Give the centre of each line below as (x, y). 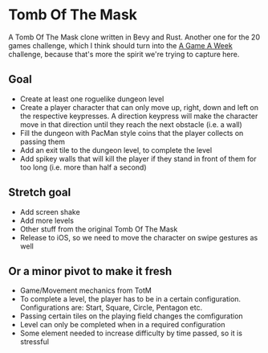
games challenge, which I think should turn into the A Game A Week (120, 45)
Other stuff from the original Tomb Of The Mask (99, 229)
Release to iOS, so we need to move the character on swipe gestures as (139, 237)
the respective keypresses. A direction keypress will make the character (139, 116)
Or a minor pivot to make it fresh (90, 271)
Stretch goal (40, 193)
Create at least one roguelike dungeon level (92, 99)
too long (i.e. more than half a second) (83, 167)
